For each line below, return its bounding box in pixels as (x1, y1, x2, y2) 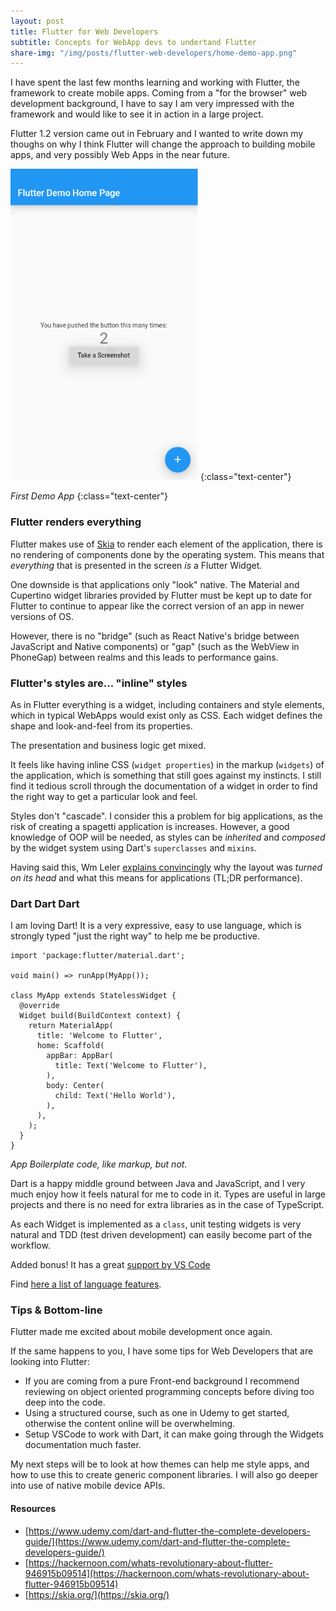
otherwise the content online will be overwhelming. (24, 1418, 236, 1430)
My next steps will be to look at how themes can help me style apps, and (10, 1458, 310, 1470)
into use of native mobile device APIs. (10, 1480, 166, 1492)
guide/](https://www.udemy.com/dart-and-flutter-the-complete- (24, 1535, 291, 1547)
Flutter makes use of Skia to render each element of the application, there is (10, 538, 323, 550)
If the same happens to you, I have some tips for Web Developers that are (10, 1345, 314, 1357)
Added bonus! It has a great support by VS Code (10, 1259, 211, 1271)
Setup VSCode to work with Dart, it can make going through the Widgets (24, 1428, 324, 1440)
